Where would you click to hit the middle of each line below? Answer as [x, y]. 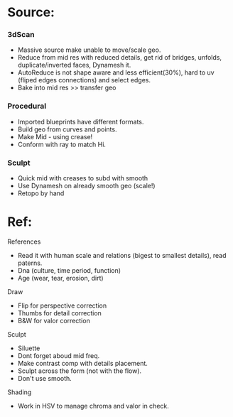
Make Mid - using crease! [55, 136]
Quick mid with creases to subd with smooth [83, 178]
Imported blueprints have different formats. [81, 121]
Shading [20, 392]
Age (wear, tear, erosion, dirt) [61, 278]
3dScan [21, 35]
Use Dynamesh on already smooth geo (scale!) [86, 186]
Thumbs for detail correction [59, 313]
